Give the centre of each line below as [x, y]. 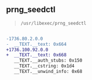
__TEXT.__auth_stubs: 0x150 [48, 61]
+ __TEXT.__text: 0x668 [36, 55]
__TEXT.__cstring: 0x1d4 [44, 66]
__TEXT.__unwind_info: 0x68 [48, 72]
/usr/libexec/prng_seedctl [53, 23]
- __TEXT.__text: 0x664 [36, 44]
